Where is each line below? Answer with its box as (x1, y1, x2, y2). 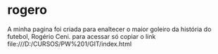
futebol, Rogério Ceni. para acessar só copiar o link (7, 32, 156, 40)
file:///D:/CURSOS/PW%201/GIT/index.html (7, 39, 132, 48)
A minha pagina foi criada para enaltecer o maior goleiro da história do (7, 25, 212, 33)
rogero (7, 2, 48, 18)
